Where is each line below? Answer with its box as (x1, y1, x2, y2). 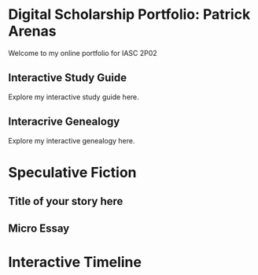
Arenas (8, 22, 57, 40)
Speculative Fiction (8, 163, 137, 181)
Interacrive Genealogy (8, 115, 120, 128)
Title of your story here (8, 195, 123, 208)
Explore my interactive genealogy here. (8, 136, 135, 145)
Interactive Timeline (8, 253, 142, 271)
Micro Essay (8, 221, 70, 235)
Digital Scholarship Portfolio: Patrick (8, 6, 251, 24)
